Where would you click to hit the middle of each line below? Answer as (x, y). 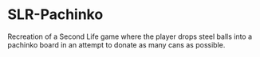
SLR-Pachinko (55, 15)
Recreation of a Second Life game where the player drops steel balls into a (130, 36)
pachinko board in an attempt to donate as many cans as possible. (116, 44)
